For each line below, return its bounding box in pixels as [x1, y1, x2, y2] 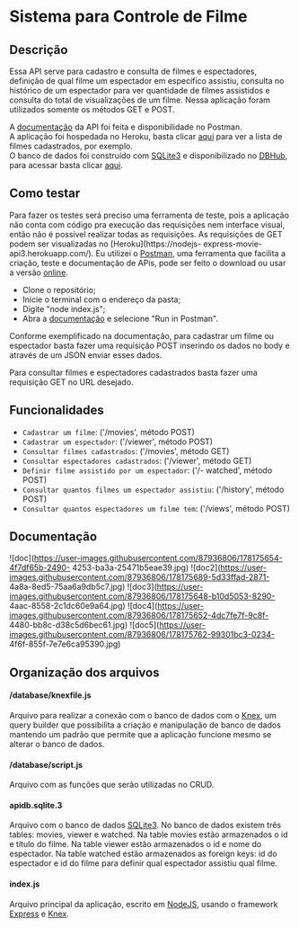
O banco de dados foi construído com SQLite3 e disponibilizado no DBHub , [9, 150, 288, 161]
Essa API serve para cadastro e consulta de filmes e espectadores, [9, 66, 258, 76]
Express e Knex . [9, 908, 69, 919]
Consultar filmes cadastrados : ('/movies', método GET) [22, 445, 230, 456]
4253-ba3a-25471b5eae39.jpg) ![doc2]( [71, 562, 222, 573]
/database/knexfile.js [9, 690, 92, 700]
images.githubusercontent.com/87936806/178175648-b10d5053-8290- [9, 591, 276, 602]
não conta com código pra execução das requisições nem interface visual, [9, 219, 286, 230]
